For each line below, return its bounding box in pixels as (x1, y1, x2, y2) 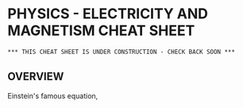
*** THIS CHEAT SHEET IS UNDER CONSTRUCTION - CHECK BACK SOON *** (7, 48, 236, 56)
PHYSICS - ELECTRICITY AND (7, 5, 208, 23)
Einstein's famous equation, (7, 91, 98, 100)
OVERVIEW (7, 70, 64, 83)
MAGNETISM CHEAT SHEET (7, 21, 195, 40)
